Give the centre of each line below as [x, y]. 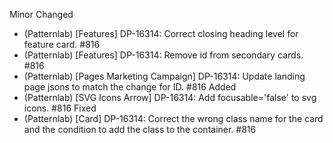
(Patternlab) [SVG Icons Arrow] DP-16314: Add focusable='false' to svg [170, 97]
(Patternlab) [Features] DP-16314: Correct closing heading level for [161, 33]
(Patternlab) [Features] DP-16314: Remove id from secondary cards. [163, 55]
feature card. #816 [62, 44]
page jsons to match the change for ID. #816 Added [130, 87]
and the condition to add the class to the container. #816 [140, 129]
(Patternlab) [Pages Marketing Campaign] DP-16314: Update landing [164, 76]
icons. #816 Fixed [60, 108]
